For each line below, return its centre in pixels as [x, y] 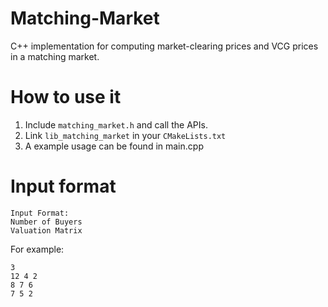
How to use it [66, 97]
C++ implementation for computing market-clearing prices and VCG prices [164, 46]
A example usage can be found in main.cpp [114, 146]
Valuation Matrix [46, 230]
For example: [37, 249]
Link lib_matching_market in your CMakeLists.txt [125, 135]
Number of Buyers [46, 222]
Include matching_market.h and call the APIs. [116, 124]
